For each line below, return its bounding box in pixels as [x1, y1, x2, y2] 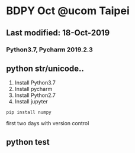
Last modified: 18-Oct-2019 [6, 28, 110, 38]
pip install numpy [6, 109, 52, 116]
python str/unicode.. [6, 63, 84, 73]
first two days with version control [6, 120, 89, 127]
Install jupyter [14, 98, 49, 105]
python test [6, 137, 50, 147]
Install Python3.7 [14, 79, 56, 86]
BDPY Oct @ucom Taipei [6, 4, 130, 18]
